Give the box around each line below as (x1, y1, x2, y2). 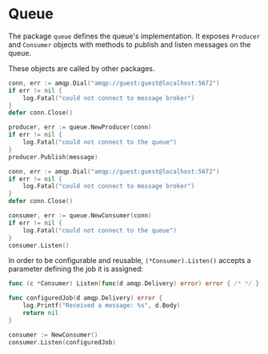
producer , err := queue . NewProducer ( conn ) (8, 123, 152, 132)
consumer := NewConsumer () (8, 331, 98, 339)
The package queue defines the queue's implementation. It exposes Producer (8, 31, 261, 41)
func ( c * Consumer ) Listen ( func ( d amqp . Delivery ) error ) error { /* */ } (8, 280, 260, 288)
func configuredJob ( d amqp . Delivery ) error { (8, 294, 162, 302)
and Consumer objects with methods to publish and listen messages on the (8, 39, 251, 49)
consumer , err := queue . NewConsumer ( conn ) (8, 212, 152, 220)
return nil (22, 309, 59, 317)
